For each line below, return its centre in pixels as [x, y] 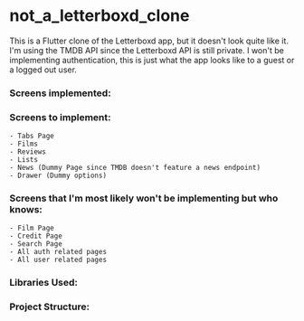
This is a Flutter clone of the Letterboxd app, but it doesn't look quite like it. [149, 41]
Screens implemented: [60, 93]
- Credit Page [36, 236]
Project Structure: [50, 307]
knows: [26, 210]
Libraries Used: [44, 283]
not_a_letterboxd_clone [100, 16]
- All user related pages [58, 260]
